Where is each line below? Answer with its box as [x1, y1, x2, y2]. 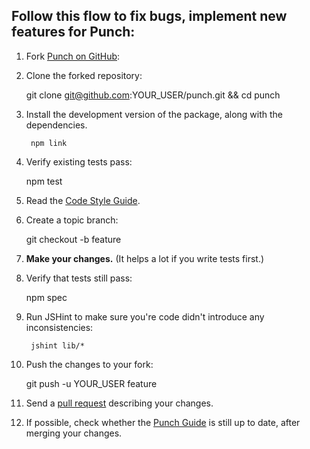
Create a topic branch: [25, 214, 119, 226]
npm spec [25, 291, 68, 303]
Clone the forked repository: [25, 69, 143, 81]
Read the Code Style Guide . [25, 194, 141, 206]
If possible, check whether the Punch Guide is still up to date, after [25, 416, 301, 428]
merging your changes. [25, 427, 123, 439]
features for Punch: [11, 24, 136, 41]
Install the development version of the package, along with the [25, 108, 284, 120]
